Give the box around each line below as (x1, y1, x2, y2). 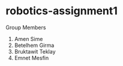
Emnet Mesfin (14, 54, 49, 61)
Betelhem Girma (14, 42, 55, 49)
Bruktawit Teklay (14, 48, 56, 55)
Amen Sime (14, 35, 43, 42)
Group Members (5, 24, 46, 31)
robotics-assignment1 (5, 4, 118, 18)
